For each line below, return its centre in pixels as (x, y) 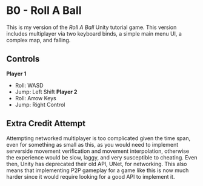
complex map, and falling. (38, 40)
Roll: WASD (29, 85)
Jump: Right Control (40, 104)
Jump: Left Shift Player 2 (46, 92)
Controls (23, 59)
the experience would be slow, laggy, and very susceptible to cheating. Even (102, 157)
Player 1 (16, 74)
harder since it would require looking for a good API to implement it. (91, 176)
